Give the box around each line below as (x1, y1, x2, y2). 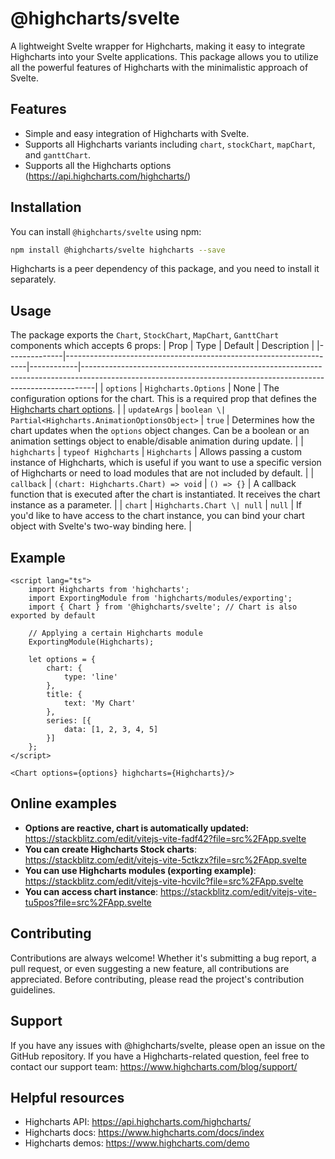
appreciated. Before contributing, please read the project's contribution (10, 973, 305, 985)
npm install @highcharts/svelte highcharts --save (10, 245, 226, 255)
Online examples (10, 795, 117, 812)
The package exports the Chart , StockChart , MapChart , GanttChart (10, 329, 280, 341)
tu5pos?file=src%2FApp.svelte (24, 896, 152, 908)
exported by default (10, 611, 97, 621)
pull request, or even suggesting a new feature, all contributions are (10, 962, 290, 974)
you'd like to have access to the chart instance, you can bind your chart (10, 510, 305, 522)
